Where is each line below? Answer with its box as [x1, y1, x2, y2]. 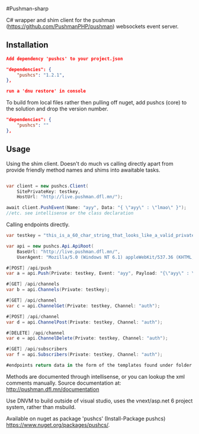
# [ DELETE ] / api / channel [6, 330, 65, 336]
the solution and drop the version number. [6, 105, 108, 112]
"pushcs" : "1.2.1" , [17, 72, 65, 78]
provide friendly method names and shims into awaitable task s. [6, 166, 161, 173]
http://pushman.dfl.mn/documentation [6, 385, 99, 392]
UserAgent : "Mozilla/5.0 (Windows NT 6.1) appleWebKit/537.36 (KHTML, [17, 254, 195, 260]
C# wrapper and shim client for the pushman [6, 17, 115, 23]
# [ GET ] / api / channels [6, 281, 60, 287]
